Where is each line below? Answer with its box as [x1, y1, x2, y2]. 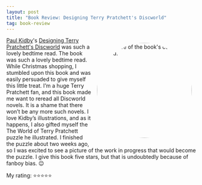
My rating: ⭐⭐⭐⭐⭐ [6, 172, 52, 180]
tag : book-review [6, 20, 50, 26]
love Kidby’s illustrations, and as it [6, 114, 91, 122]
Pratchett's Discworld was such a [6, 43, 90, 51]
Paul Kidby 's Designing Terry [6, 37, 79, 44]
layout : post [6, 9, 39, 15]
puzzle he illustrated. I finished [6, 134, 83, 141]
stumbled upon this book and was [6, 69, 91, 77]
